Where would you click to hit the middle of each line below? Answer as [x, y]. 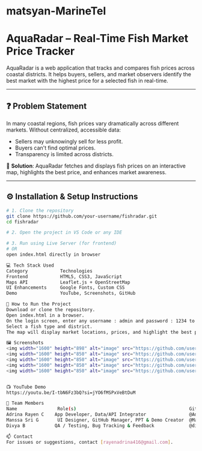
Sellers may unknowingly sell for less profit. [69, 141]
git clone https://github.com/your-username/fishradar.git [82, 216]
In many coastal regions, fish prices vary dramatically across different [93, 123]
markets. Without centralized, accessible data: [64, 130]
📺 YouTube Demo [26, 387]
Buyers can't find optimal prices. [55, 148]
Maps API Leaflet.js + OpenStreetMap [68, 282]
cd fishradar [23, 222]
